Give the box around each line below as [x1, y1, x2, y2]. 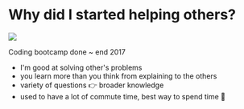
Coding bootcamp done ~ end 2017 [8, 46, 126, 57]
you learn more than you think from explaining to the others [19, 71, 217, 81]
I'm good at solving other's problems [19, 63, 143, 72]
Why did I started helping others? [8, 6, 236, 24]
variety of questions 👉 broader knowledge [19, 80, 164, 90]
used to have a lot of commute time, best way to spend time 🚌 [19, 91, 226, 101]
